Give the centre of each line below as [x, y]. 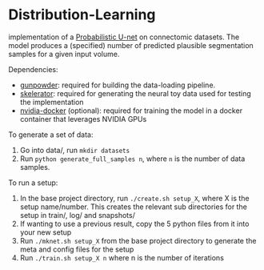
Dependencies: [33, 69]
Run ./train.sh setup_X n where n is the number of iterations [122, 257]
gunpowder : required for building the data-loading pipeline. [118, 85]
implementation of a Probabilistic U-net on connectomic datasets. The [124, 37]
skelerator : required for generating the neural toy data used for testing [136, 93]
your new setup [46, 232]
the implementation [52, 102]
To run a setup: [33, 183]
